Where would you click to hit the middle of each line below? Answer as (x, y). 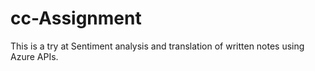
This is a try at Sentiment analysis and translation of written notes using (157, 46)
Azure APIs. (34, 56)
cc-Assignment (76, 18)
